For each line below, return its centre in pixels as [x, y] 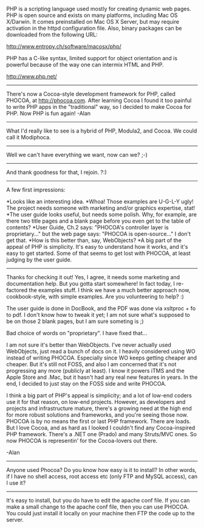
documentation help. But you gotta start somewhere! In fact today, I [90, 283]
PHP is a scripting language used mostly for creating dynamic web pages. [99, 9]
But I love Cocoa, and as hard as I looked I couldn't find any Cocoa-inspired [101, 428]
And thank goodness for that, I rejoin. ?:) [57, 172]
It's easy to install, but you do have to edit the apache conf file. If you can [98, 500]
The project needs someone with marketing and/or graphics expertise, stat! [101, 208]
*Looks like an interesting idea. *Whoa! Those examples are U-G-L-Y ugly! [100, 201]
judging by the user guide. [39, 260]
